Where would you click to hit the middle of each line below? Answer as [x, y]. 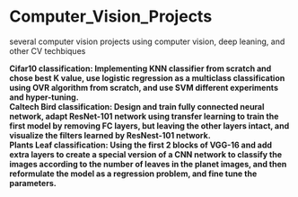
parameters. [33, 183]
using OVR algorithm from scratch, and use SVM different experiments [144, 87]
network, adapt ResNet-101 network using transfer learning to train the [144, 116]
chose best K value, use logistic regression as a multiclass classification [147, 77]
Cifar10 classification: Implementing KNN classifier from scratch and [140, 68]
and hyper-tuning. [44, 97]
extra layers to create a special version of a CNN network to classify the [146, 154]
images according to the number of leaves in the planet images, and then [148, 164]
